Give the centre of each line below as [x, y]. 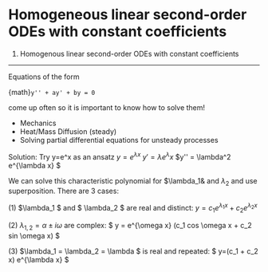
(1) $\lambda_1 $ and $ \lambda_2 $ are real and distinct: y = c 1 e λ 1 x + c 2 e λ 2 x [133, 208]
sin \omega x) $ [34, 235]
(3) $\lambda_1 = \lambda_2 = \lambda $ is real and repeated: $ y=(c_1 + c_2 [134, 251]
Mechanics [38, 123]
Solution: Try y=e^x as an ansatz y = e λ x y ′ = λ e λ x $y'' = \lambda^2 [120, 156]
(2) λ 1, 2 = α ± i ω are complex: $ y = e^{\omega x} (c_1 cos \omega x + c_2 [130, 226]
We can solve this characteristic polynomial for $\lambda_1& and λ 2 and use [133, 181]
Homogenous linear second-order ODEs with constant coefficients [129, 53]
